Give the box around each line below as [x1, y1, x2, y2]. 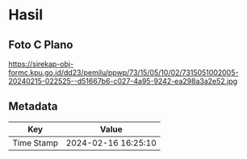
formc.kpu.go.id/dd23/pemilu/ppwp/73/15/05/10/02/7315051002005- [8, 68, 239, 77]
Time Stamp [12, 137, 59, 149]
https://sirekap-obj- [8, 59, 74, 69]
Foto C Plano [8, 38, 73, 52]
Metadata [8, 99, 58, 114]
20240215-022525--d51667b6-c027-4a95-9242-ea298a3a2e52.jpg [8, 77, 238, 86]
